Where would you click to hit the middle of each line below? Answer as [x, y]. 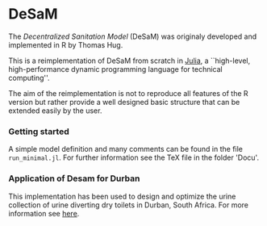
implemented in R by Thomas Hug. [66, 44]
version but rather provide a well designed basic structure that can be [124, 102]
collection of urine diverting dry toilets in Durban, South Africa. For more [128, 205]
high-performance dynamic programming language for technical [116, 69]
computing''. [29, 77]
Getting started [39, 132]
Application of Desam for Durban [74, 178]
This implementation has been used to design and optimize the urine [122, 196]
